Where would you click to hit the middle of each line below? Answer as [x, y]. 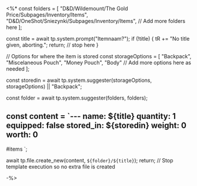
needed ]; [18, 69]
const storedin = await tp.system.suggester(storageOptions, [79, 80]
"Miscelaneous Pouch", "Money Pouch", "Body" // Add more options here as [99, 62]
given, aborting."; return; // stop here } [52, 45]
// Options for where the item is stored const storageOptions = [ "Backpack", [99, 56]
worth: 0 [22, 135]
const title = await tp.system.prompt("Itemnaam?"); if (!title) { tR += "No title [98, 39]
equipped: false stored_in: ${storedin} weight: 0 [96, 126]
